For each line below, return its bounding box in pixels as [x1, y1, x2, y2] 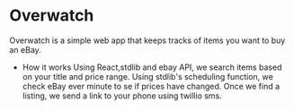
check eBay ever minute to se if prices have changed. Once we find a [22, 80, 281, 91]
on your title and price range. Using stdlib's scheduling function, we [22, 71, 274, 81]
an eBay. [9, 44, 42, 55]
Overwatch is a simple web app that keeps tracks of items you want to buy [9, 35, 286, 46]
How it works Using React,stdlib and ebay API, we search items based [22, 62, 282, 72]
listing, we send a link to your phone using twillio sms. [22, 90, 222, 101]
